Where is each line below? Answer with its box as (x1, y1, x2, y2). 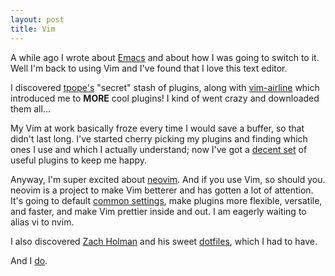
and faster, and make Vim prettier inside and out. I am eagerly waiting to (10, 205, 307, 217)
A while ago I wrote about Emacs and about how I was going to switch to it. (10, 51, 320, 63)
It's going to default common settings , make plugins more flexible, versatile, (10, 194, 323, 206)
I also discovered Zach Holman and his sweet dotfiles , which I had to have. (10, 235, 318, 247)
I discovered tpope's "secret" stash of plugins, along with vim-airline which (10, 81, 320, 93)
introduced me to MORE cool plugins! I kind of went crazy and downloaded (10, 92, 320, 104)
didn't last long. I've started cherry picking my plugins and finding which (10, 132, 308, 145)
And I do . (10, 254, 48, 266)
